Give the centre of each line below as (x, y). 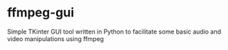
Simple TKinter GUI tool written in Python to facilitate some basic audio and (114, 32)
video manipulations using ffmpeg (56, 38)
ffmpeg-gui (41, 13)
